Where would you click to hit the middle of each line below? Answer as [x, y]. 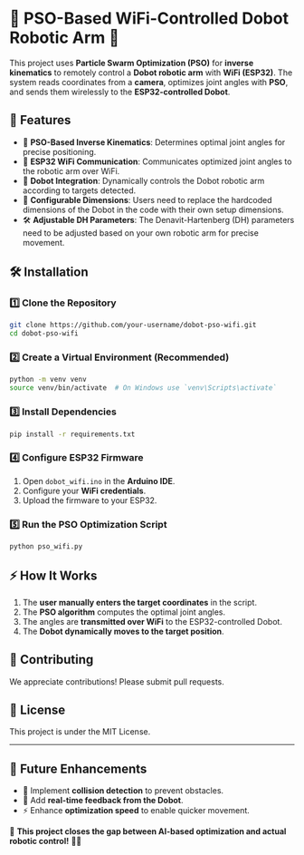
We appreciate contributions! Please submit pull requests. [117, 681]
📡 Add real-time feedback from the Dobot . [103, 801]
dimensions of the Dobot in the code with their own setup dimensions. [153, 209]
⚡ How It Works [53, 576]
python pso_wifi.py [46, 547]
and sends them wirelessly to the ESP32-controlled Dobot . [120, 92]
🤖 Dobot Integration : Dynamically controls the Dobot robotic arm [143, 180]
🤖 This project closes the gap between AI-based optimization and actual [148, 831]
